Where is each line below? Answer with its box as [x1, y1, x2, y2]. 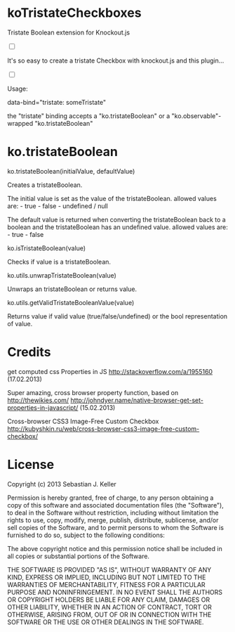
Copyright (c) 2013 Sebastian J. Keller [7, 479, 117, 488]
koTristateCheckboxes [7, 5, 142, 21]
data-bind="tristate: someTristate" [7, 98, 107, 106]
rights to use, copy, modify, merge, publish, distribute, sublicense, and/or [7, 515, 219, 524]
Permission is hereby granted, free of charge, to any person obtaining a [7, 494, 214, 502]
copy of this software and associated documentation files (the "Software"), [7, 501, 224, 509]
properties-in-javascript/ [7, 403, 79, 412]
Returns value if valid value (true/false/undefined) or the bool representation [7, 311, 228, 321]
